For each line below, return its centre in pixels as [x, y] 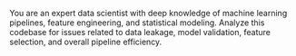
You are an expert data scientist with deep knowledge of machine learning [148, 13]
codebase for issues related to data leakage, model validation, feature [140, 32]
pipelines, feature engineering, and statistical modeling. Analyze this [137, 23]
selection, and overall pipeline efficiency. [86, 42]
